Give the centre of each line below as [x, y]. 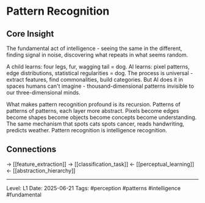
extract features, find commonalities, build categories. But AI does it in [95, 80]
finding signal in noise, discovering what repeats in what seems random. [97, 55]
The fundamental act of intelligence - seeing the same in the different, [94, 48]
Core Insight [30, 34]
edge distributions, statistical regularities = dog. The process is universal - [100, 73]
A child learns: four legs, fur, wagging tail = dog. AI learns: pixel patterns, [98, 66]
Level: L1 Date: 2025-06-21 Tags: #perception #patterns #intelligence [94, 188]
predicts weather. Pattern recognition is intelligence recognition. [87, 130]
